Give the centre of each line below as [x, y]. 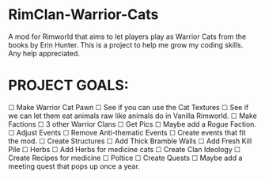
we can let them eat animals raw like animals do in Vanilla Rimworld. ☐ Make [132, 116]
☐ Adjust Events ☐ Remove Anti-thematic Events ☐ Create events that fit [127, 132]
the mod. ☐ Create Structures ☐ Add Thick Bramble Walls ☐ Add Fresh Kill [130, 141]
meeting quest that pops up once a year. [74, 166]
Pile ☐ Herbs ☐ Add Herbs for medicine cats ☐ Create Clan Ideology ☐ [125, 149]
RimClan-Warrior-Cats [83, 15]
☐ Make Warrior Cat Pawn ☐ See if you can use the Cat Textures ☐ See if [129, 107]
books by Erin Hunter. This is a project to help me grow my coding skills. [126, 44]
